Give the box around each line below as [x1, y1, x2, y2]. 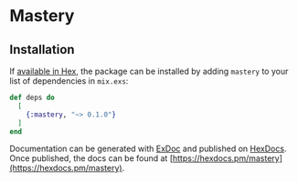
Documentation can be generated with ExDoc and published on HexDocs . [9, 143, 287, 155]
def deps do [9, 93, 55, 102]
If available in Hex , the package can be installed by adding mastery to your [9, 66, 289, 76]
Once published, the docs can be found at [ [9, 153, 174, 164]
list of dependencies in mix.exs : [9, 76, 129, 86]
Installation [9, 42, 75, 57]
